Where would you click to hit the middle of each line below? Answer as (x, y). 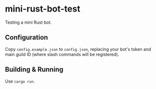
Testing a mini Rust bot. (28, 22)
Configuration (27, 37)
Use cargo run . (20, 81)
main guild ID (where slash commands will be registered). (62, 54)
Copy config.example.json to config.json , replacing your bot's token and (78, 49)
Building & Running (34, 69)
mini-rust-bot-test (43, 9)
